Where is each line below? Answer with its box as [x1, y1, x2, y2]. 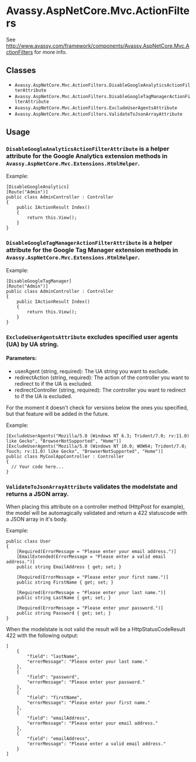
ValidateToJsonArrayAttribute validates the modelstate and [6, 483, 178, 491]
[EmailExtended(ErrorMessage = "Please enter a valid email [16, 554, 166, 560]
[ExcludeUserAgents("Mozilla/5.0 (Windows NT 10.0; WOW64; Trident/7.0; [6, 443, 187, 449]
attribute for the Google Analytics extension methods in [6, 152, 168, 160]
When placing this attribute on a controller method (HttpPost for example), [6, 503, 185, 510]
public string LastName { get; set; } [16, 595, 111, 601]
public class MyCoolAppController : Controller [6, 453, 125, 459]
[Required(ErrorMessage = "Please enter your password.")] [16, 605, 164, 611]
